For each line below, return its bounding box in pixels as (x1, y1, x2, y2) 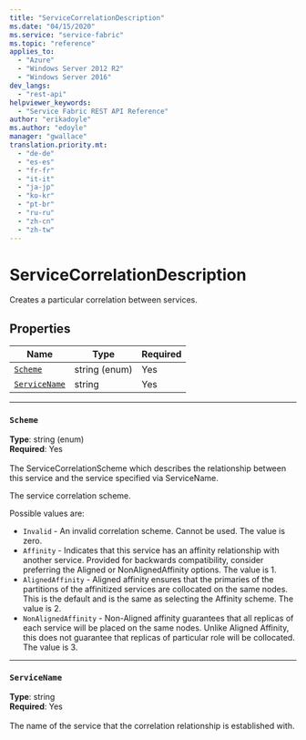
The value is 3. (22, 642, 78, 653)
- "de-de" (17, 149, 55, 158)
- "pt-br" (17, 200, 55, 210)
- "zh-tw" (17, 225, 55, 234)
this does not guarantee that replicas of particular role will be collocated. (22, 632, 296, 642)
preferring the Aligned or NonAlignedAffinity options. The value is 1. (22, 564, 277, 575)
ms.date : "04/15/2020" (9, 22, 96, 31)
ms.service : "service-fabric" (9, 30, 125, 39)
